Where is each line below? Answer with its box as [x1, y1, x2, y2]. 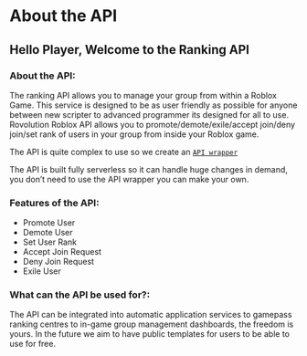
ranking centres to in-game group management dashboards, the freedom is [9, 319, 294, 330]
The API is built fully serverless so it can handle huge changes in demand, [9, 163, 288, 174]
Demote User [22, 227, 73, 238]
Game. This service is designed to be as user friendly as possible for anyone [9, 99, 298, 110]
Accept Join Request [22, 246, 102, 257]
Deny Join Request [22, 257, 94, 267]
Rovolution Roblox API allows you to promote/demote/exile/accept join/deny [9, 119, 295, 130]
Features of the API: [9, 196, 100, 209]
